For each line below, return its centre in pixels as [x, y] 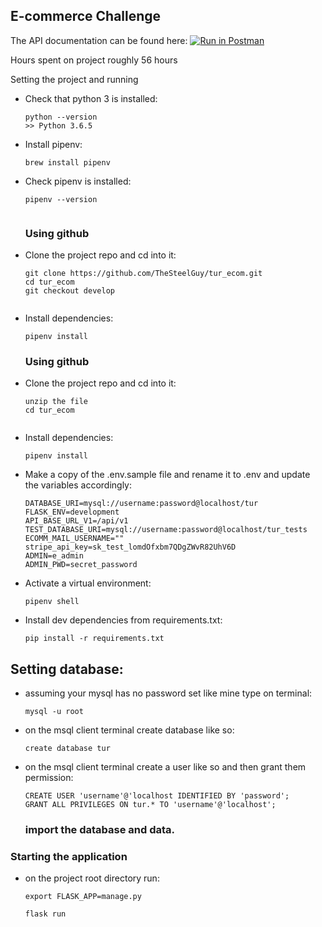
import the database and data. [100, 830]
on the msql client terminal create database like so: [129, 730]
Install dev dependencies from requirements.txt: [123, 620]
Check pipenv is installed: [78, 181]
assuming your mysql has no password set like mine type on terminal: [168, 693]
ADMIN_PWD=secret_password [81, 565]
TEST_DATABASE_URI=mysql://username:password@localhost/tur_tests [166, 530]
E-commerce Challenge [86, 16]
